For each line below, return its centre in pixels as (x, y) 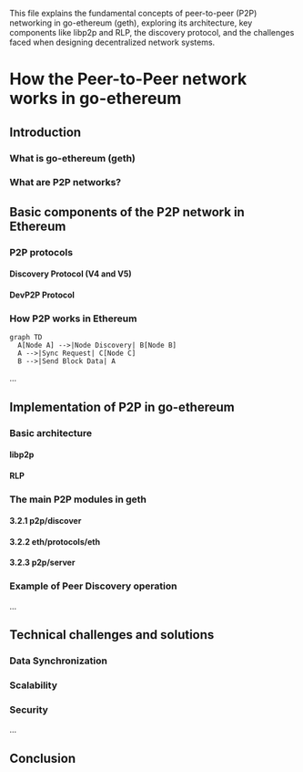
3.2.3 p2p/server (42, 563)
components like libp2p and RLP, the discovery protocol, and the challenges (152, 32)
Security (29, 709)
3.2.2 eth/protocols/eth (55, 541)
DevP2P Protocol (42, 295)
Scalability (33, 685)
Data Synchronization (58, 661)
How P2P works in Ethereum (73, 318)
